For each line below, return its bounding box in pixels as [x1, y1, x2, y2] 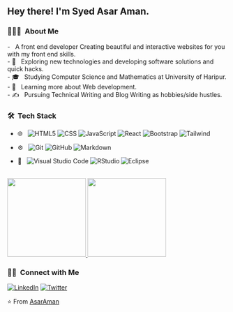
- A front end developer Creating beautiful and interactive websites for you [7, 42, 225, 51]
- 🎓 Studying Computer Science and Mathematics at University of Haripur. [7, 73, 227, 81]
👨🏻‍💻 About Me [7, 27, 59, 36]
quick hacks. [7, 64, 44, 73]
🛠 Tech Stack [7, 111, 57, 121]
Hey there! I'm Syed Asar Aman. [7, 6, 150, 17]
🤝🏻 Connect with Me [7, 267, 80, 277]
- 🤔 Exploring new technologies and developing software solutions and [7, 57, 214, 66]
